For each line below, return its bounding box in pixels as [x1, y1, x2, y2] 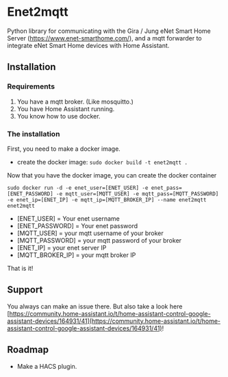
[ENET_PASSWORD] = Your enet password [16, 221, 138, 230]
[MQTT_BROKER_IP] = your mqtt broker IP [16, 251, 136, 259]
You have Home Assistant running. [16, 104, 115, 113]
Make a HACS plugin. [16, 362, 77, 370]
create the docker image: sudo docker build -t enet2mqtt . [16, 158, 188, 166]
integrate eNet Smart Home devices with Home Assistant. [7, 41, 170, 49]
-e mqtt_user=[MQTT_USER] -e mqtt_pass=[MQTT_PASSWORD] [55, 190, 219, 197]
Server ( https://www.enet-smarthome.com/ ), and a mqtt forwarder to [7, 34, 202, 42]
